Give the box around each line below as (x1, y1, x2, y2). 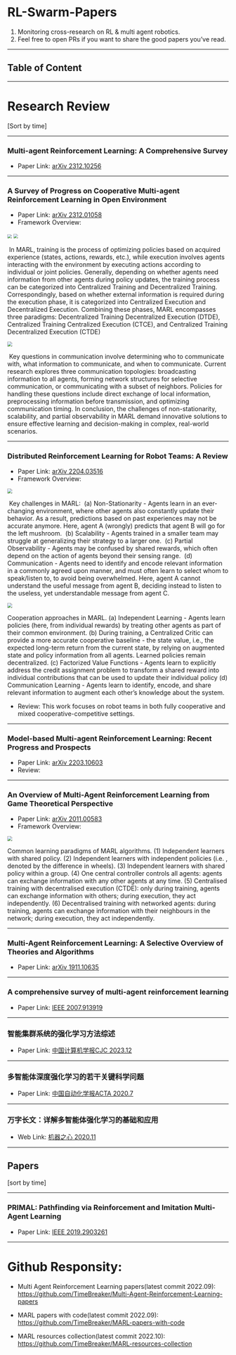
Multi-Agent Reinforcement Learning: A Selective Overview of (7, 938, 223, 947)
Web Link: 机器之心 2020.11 (17, 1133, 96, 1141)
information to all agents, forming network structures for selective (7, 374, 198, 383)
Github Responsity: (7, 1259, 123, 1275)
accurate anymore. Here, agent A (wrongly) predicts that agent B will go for (7, 522, 225, 530)
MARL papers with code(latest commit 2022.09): (17, 1311, 159, 1319)
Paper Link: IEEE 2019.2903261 (17, 1228, 107, 1236)
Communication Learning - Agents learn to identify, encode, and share (7, 681, 212, 689)
